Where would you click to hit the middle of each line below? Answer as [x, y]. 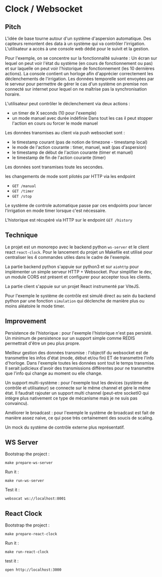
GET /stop [22, 196]
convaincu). [17, 403]
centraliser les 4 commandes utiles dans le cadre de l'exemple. [68, 257]
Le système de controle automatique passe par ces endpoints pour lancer [79, 205]
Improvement [26, 321]
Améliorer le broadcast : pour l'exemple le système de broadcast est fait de [80, 413]
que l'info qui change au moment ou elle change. [54, 373]
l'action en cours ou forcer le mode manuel [55, 123]
